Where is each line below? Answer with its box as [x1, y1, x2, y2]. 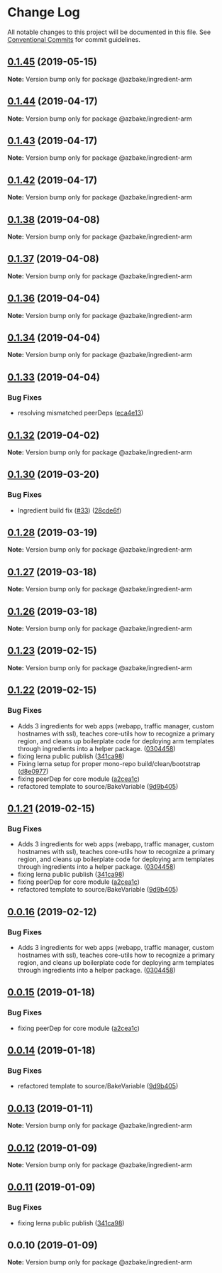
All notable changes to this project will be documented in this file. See [7, 28, 211, 36]
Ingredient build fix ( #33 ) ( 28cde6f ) [17, 506, 122, 515]
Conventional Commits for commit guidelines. [7, 35, 140, 43]
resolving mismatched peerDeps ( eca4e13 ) [17, 409, 144, 417]
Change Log [7, 4, 80, 21]
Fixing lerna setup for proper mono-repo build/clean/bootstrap [17, 759, 201, 767]
